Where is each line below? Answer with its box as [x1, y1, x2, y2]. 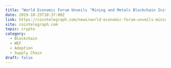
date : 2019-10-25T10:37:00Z [5, 12, 65, 17]
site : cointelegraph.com [5, 21, 58, 27]
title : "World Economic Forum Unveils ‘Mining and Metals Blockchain [5, 7, 156, 13]
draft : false [5, 55, 33, 60]
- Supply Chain [10, 50, 42, 55]
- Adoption [10, 46, 33, 51]
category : [5, 31, 26, 36]
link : [5, 17, 17, 22]
